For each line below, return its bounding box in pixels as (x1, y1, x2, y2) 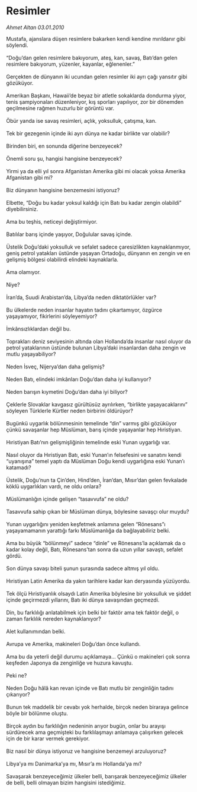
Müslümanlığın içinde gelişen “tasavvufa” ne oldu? (6, 495, 129, 502)
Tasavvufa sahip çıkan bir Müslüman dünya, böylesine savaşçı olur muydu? (6, 508, 189, 515)
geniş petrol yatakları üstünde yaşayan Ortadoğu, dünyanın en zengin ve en (6, 249, 190, 256)
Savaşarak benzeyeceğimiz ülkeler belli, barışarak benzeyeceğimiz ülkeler (6, 772, 187, 780)
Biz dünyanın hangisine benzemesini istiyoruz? (6, 186, 120, 193)
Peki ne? (6, 672, 27, 679)
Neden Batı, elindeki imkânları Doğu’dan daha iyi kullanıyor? (6, 376, 151, 383)
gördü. (6, 552, 22, 559)
